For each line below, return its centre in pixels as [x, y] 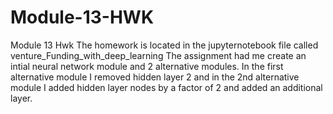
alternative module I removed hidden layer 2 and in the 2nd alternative [155, 77]
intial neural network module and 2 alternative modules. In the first [147, 66]
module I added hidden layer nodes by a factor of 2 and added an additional [166, 87]
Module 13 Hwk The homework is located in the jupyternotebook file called [164, 45]
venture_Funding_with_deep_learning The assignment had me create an [158, 55]
